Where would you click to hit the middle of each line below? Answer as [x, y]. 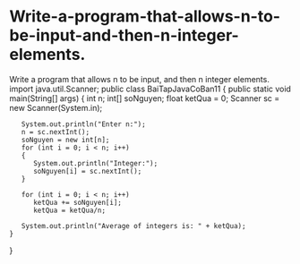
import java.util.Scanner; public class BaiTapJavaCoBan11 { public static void [150, 89]
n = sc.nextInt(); [56, 132]
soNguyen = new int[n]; [65, 140]
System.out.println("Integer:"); [95, 163]
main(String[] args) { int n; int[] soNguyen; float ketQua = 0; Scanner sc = [145, 98]
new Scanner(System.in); [56, 107]
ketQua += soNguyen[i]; [77, 202]
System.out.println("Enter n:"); [83, 124]
